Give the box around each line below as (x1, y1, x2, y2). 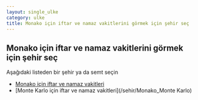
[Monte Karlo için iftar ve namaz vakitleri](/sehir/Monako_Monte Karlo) (15, 87, 192, 95)
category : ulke (6, 15, 45, 21)
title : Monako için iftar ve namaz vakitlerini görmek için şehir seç (6, 20, 189, 26)
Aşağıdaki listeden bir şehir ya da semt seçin (6, 68, 119, 76)
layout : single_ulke (6, 9, 59, 15)
